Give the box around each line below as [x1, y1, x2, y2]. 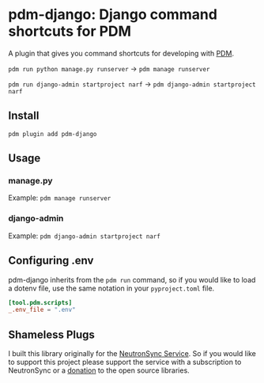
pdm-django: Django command [8, 6, 217, 24]
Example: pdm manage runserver [8, 193, 111, 203]
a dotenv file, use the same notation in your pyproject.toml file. [8, 283, 215, 293]
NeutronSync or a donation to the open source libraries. [8, 366, 190, 375]
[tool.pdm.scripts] [8, 298, 73, 306]
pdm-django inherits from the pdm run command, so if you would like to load [8, 275, 256, 284]
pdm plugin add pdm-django [8, 130, 97, 138]
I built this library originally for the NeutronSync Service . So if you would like [8, 349, 257, 358]
